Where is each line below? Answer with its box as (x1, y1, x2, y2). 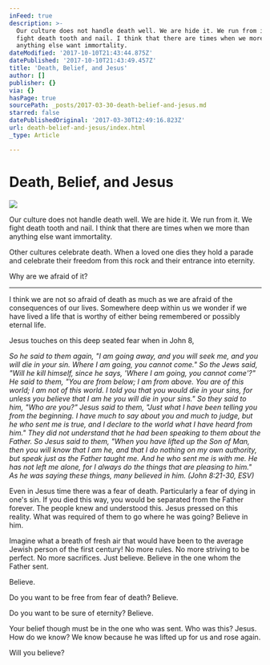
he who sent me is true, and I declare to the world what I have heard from (9, 419, 253, 429)
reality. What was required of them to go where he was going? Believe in (9, 512, 248, 521)
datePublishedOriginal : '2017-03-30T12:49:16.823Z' (9, 116, 185, 124)
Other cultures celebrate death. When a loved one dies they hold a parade (9, 247, 254, 257)
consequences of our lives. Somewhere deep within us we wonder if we (9, 303, 248, 312)
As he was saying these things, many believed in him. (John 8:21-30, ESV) (9, 471, 255, 480)
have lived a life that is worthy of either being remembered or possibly (9, 311, 240, 321)
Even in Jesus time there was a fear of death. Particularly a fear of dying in (9, 486, 256, 496)
